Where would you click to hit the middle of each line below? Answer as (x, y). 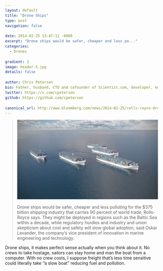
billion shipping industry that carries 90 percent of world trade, (80, 213)
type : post (16, 20)
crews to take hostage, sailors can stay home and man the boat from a (75, 253)
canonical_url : (20, 108)
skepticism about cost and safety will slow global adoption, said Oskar (87, 228)
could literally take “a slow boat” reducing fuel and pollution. (65, 263)
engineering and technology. (46, 238)
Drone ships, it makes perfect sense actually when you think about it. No (77, 248)
